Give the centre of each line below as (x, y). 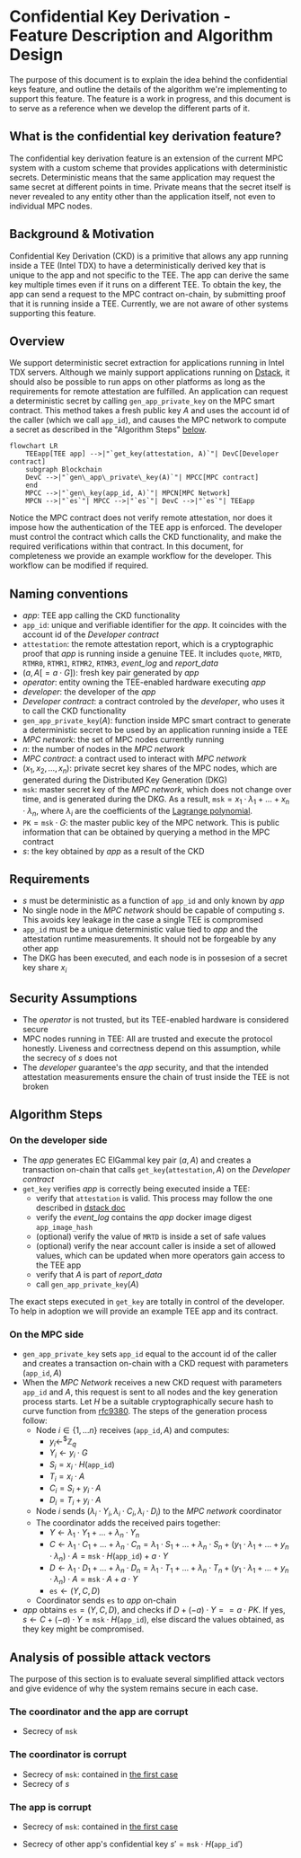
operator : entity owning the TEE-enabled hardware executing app (144, 682)
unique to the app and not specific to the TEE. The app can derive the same (149, 275)
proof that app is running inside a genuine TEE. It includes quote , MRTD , (152, 654)
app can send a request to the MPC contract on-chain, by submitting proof (147, 294)
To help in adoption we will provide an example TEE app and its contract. (144, 1311)
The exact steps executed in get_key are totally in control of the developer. (147, 1301)
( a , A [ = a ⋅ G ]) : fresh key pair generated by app (111, 673)
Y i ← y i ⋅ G (68, 1454)
